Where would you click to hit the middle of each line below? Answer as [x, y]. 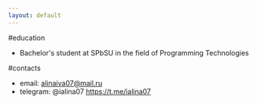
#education [27, 38]
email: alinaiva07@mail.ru [61, 83]
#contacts [24, 68]
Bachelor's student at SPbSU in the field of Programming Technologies [134, 52]
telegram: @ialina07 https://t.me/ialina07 [85, 91]
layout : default [35, 15]
